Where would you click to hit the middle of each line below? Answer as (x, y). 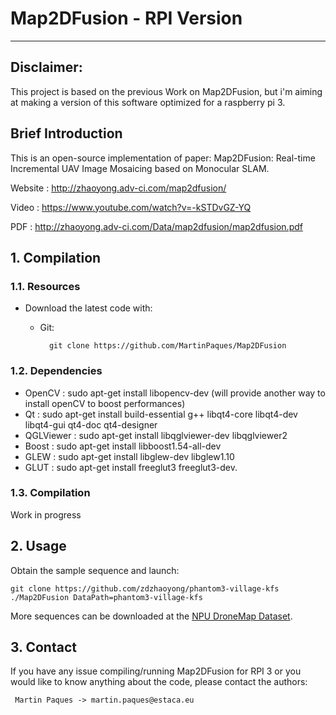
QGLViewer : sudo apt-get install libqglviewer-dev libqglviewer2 (156, 435)
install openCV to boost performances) (105, 403)
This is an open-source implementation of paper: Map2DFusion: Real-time (163, 158)
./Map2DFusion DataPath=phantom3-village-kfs (106, 597)
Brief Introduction (66, 133)
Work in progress (46, 514)
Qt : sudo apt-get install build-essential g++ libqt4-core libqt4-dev (161, 414)
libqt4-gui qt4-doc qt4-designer (91, 424)
